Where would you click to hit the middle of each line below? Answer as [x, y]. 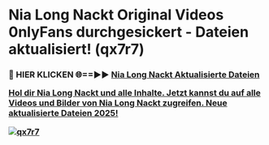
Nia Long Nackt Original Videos [116, 15]
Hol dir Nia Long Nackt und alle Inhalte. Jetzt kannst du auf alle [135, 93]
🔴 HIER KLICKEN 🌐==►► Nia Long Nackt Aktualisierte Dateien [134, 75]
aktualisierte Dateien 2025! [63, 113]
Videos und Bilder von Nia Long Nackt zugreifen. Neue [118, 103]
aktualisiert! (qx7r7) [76, 49]
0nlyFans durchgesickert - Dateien [129, 32]
